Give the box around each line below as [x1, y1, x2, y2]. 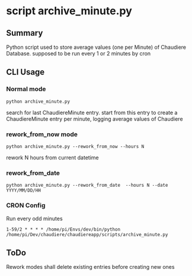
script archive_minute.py [6, 4, 132, 18]
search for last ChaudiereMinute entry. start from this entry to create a [6, 109, 178, 116]
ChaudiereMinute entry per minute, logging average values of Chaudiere [6, 115, 183, 123]
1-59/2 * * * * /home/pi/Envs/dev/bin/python [6, 226, 120, 233]
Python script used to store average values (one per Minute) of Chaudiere [6, 43, 187, 51]
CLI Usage [6, 67, 45, 77]
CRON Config [6, 201, 46, 209]
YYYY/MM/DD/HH [6, 187, 41, 194]
